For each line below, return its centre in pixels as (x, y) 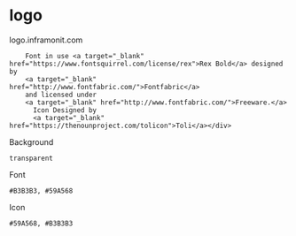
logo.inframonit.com (46, 40)
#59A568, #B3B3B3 (41, 223)
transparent (31, 158)
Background (31, 141)
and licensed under (61, 95)
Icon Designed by (65, 110)
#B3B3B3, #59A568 (41, 191)
